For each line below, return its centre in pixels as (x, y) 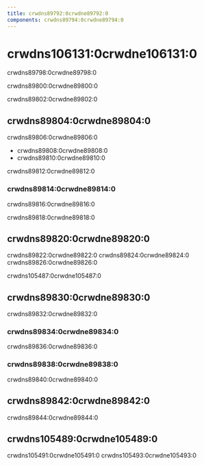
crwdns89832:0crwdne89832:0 (52, 314)
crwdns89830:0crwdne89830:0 (79, 297)
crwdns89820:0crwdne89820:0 (79, 238)
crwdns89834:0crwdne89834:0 (63, 332)
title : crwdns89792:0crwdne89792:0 (58, 13)
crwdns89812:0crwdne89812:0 (51, 171)
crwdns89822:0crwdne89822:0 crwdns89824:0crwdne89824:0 (98, 255)
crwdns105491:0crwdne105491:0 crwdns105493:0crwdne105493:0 (102, 455)
